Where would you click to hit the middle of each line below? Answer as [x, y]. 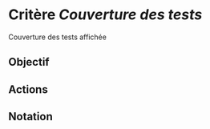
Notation [31, 117]
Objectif [29, 62]
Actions [28, 89]
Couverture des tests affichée [57, 37]
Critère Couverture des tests [105, 15]
